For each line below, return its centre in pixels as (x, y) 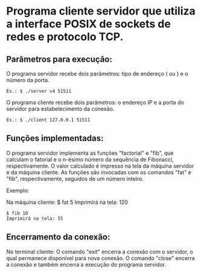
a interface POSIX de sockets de (88, 24)
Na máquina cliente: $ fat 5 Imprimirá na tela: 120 (67, 202)
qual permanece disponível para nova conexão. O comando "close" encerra (101, 258)
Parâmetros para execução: (59, 59)
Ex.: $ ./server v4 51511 (39, 91)
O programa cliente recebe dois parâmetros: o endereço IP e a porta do (95, 102)
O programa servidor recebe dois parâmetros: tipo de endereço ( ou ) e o (97, 73)
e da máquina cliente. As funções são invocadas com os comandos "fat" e (99, 172)
